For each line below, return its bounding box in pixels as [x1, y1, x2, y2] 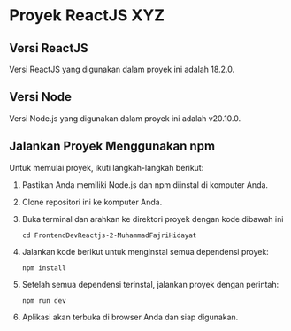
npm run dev [21, 296, 66, 305]
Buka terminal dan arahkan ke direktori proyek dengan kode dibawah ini [21, 213, 284, 224]
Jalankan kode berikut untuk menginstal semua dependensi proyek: [21, 246, 270, 257]
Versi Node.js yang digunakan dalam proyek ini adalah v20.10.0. [9, 112, 241, 124]
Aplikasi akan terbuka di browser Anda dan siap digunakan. [21, 312, 239, 322]
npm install [21, 263, 66, 273]
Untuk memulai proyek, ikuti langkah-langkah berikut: [9, 162, 204, 173]
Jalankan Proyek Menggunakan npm [9, 139, 215, 154]
